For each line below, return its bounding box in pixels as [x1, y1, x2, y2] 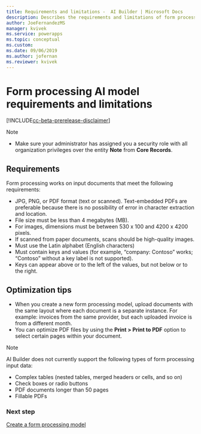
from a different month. [14, 320, 72, 327]
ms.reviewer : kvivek [6, 59, 58, 65]
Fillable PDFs [14, 393, 47, 400]
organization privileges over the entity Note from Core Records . [14, 146, 173, 154]
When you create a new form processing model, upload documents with [14, 301, 193, 308]
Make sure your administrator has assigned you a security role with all [14, 140, 188, 147]
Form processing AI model [6, 84, 140, 98]
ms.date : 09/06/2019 [6, 48, 58, 54]
